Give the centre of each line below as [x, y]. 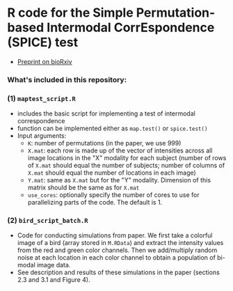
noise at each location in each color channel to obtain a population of [116, 258]
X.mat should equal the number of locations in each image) [112, 173]
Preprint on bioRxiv [45, 61]
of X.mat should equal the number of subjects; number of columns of [126, 166]
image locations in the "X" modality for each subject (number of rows [127, 158]
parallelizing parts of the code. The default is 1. [95, 203]
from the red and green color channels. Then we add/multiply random [117, 250]
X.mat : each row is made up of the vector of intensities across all [120, 150]
